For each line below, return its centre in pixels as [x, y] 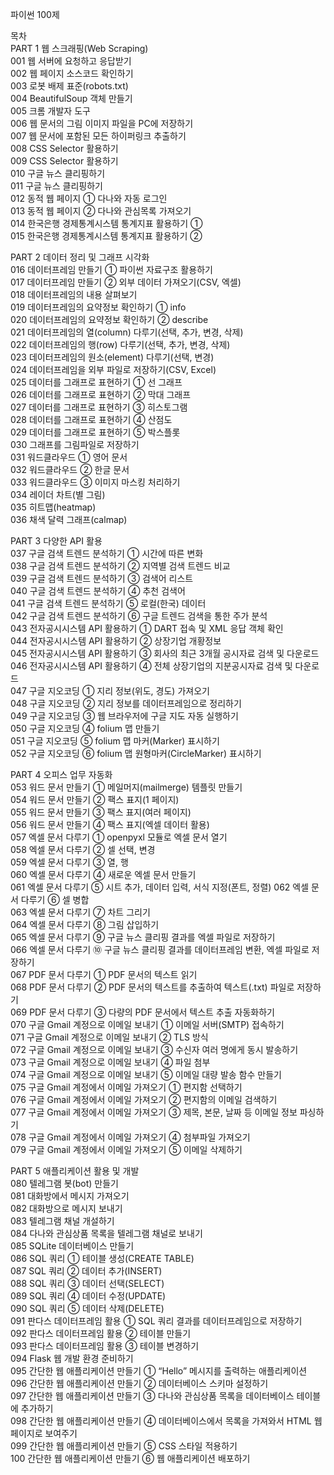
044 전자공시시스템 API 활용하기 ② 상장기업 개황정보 [116, 641]
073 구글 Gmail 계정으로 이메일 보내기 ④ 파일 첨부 [110, 1062]
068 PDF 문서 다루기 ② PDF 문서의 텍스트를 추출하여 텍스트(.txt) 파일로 [152, 987]
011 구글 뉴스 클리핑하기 [56, 186]
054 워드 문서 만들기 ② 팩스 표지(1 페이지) [95, 799]
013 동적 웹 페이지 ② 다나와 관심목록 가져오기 [101, 211]
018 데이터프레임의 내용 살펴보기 [74, 294]
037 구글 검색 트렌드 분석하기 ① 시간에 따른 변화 [107, 553]
